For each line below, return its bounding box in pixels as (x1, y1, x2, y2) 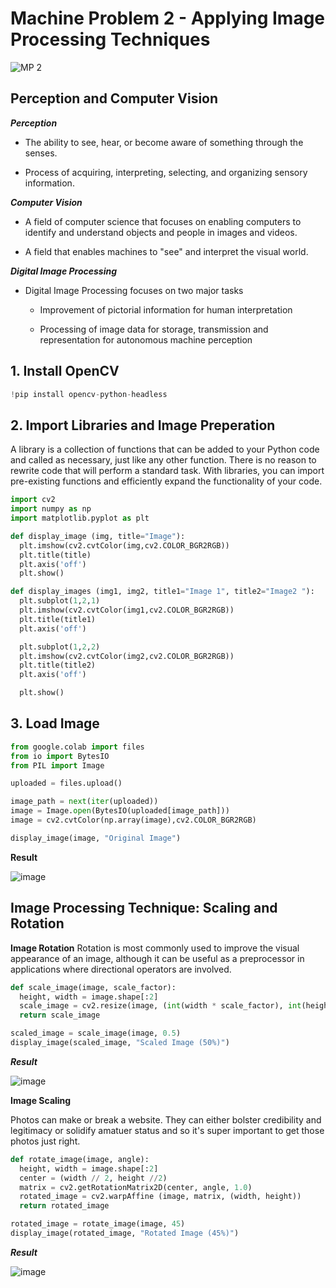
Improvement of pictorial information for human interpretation (39, 303, 293, 316)
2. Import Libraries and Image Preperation (10, 417, 276, 434)
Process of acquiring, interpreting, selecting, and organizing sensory (24, 166, 308, 178)
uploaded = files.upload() (10, 778, 123, 789)
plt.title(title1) (19, 614, 97, 624)
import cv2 (10, 495, 56, 505)
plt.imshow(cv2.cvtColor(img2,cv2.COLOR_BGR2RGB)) (19, 651, 235, 661)
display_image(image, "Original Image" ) (10, 833, 182, 843)
